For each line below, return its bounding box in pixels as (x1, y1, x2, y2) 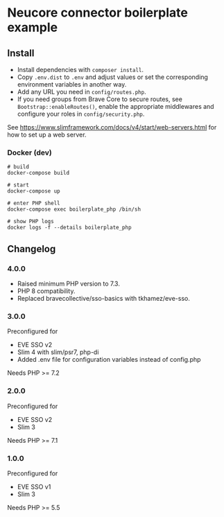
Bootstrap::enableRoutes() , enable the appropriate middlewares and (17, 103, 214, 110)
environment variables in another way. (17, 80, 127, 88)
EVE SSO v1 (17, 482, 51, 491)
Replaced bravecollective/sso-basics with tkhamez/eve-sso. (17, 294, 191, 302)
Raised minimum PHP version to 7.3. (17, 279, 120, 288)
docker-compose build (7, 170, 70, 177)
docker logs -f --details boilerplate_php (7, 224, 132, 231)
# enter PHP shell (7, 200, 60, 207)
